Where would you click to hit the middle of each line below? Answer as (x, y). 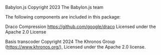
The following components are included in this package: (63, 17)
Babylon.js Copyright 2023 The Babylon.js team (54, 7)
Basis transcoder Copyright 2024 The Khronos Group (60, 41)
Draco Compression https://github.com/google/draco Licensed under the (80, 26)
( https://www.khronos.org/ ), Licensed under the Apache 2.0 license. (75, 47)
